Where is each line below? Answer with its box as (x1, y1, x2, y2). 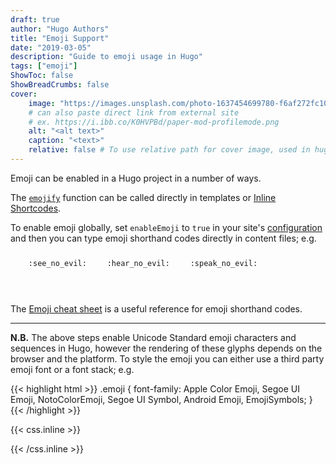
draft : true (10, 14, 60, 25)
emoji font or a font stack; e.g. (10, 363, 135, 375)
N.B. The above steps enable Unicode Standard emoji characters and (10, 331, 297, 343)
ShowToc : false (10, 71, 74, 81)
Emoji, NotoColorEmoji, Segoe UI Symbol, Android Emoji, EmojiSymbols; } (10, 393, 313, 405)
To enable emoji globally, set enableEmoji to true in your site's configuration (10, 221, 323, 233)
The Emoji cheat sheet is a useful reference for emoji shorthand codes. (10, 302, 303, 315)
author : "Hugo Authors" (10, 24, 110, 34)
